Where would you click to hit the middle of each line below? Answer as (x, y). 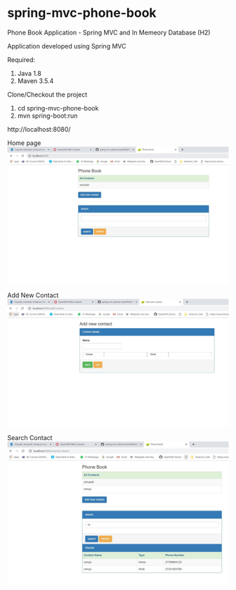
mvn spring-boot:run (47, 115)
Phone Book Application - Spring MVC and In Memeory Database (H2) (109, 32)
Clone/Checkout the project (47, 94)
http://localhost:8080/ (39, 129)
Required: (21, 59)
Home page (24, 143)
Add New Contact (33, 295)
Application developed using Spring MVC (67, 46)
